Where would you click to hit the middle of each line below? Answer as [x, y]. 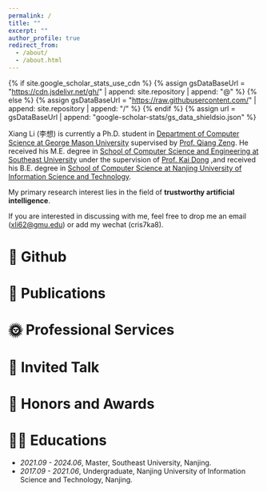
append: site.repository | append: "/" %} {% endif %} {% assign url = [122, 108]
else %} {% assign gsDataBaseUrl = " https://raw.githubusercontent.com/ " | [132, 100]
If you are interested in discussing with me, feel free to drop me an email [127, 216]
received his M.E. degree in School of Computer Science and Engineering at [133, 151]
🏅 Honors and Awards [82, 404]
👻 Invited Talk [54, 367]
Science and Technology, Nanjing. [76, 479]
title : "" [25, 23]
